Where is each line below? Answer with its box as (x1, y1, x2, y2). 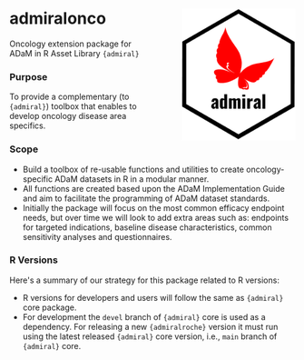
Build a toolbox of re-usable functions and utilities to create (22, 164, 245, 175)
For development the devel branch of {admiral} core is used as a (22, 311, 266, 322)
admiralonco (9, 8, 107, 29)
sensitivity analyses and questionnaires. (22, 231, 172, 242)
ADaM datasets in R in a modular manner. (54, 173, 210, 185)
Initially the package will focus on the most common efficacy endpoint (22, 202, 285, 213)
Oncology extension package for (9, 38, 132, 49)
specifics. (9, 120, 46, 131)
